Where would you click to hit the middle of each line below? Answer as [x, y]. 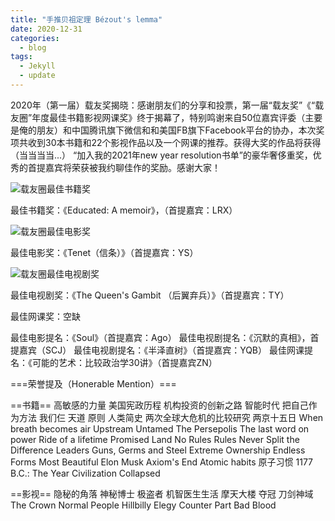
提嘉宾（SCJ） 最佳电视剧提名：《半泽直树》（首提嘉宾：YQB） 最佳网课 [157, 350]
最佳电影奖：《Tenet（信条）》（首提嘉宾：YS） [104, 252]
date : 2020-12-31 [46, 29]
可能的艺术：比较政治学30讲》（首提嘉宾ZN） [124, 362]
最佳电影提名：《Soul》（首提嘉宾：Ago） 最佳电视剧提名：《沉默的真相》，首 [165, 337]
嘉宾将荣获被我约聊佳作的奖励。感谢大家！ [132, 167]
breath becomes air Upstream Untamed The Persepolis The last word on [160, 428]
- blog [33, 47]
